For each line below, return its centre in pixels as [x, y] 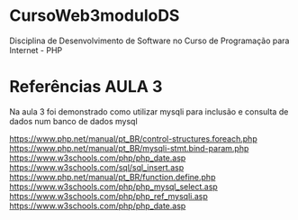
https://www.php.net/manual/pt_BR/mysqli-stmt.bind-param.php [129, 148]
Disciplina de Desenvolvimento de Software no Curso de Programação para [149, 41]
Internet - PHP [36, 50]
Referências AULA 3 [86, 87]
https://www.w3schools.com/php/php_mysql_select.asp [113, 187]
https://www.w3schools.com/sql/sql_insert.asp [97, 167]
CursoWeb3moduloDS [95, 16]
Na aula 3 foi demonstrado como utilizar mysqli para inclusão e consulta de [149, 111]
